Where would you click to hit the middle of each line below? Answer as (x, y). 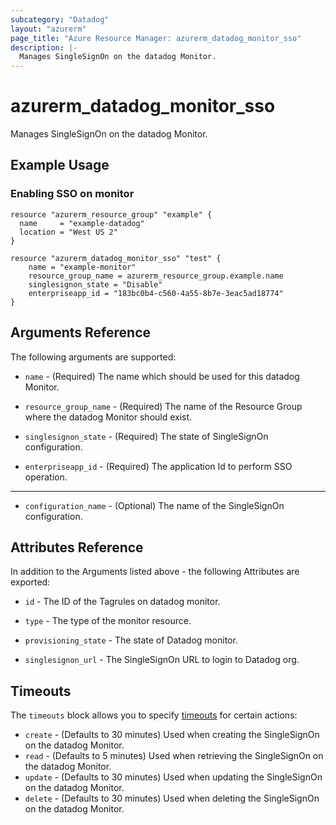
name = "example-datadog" (82, 223)
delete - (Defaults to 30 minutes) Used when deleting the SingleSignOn (172, 798)
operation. (46, 477)
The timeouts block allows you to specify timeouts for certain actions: (154, 715)
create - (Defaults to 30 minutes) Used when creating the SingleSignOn (172, 735)
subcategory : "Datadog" (60, 19)
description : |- (44, 47)
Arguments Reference (81, 332)
